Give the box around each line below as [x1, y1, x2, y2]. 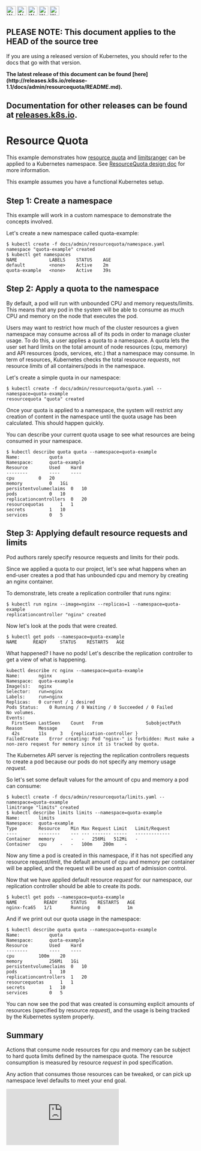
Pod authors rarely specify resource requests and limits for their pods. [6, 553, 180, 560]
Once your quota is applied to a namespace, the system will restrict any [6, 406, 183, 413]
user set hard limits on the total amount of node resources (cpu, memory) [6, 343, 188, 350]
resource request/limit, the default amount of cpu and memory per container [6, 858, 195, 865]
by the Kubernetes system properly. [6, 1013, 95, 1020]
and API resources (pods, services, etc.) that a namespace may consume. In [6, 349, 195, 356]
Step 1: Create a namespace [6, 196, 113, 206]
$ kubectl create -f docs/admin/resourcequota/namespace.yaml [6, 241, 165, 247]
